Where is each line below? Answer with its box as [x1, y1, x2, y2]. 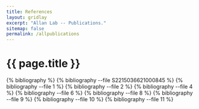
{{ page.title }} [6, 57, 81, 71]
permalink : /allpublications [6, 31, 80, 37]
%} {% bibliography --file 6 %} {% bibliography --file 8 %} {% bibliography [6, 89, 193, 96]
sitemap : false [6, 25, 45, 32]
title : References [6, 8, 52, 15]
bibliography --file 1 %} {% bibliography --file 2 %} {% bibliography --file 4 [6, 83, 193, 90]
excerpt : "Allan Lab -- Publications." [6, 20, 107, 26]
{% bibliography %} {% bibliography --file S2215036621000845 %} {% [6, 77, 183, 84]
